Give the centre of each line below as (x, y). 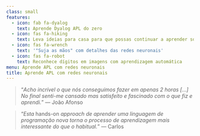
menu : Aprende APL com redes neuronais (56, 67)
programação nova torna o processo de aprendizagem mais (95, 120)
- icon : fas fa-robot (38, 56)
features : (18, 17)
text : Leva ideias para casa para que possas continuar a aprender (102, 39)
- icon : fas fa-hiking (40, 34)
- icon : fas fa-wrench (40, 45)
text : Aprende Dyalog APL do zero (60, 28)
